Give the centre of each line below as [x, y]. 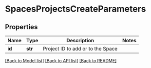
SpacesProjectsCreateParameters [75, 9]
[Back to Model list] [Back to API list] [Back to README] [61, 61]
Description [80, 41]
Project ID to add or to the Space [80, 49]
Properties [21, 27]
